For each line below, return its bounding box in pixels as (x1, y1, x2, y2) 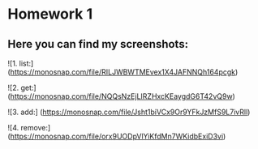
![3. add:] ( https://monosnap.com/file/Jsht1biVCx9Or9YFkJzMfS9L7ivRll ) (7, 107, 251, 117)
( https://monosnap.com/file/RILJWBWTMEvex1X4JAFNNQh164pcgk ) (7, 67, 239, 77)
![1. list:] (7, 58, 34, 68)
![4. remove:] (7, 123, 51, 132)
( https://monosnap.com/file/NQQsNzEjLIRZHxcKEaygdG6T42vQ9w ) (7, 92, 236, 101)
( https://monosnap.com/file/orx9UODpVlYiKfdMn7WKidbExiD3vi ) (7, 131, 226, 141)
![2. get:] (7, 83, 37, 92)
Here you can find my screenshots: (7, 37, 188, 51)
